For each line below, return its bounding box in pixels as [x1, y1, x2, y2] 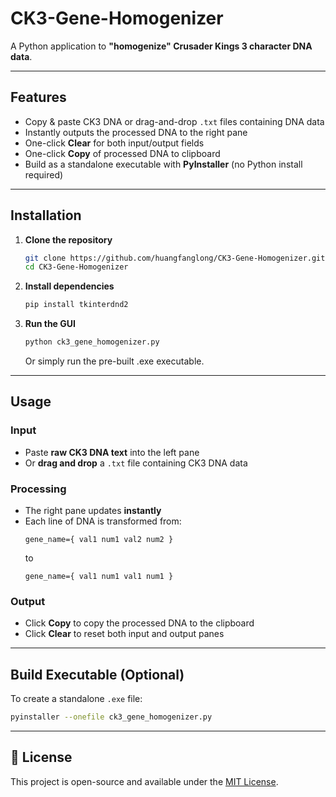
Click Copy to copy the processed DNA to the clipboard [24, 617, 255, 629]
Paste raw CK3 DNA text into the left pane [24, 446, 200, 458]
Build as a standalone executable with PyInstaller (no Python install [24, 158, 303, 170]
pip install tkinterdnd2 [24, 300, 129, 310]
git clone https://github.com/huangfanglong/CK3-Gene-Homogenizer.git [24, 253, 326, 263]
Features [10, 89, 67, 106]
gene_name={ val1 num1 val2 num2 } [24, 535, 174, 545]
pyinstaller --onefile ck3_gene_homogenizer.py [10, 712, 213, 722]
